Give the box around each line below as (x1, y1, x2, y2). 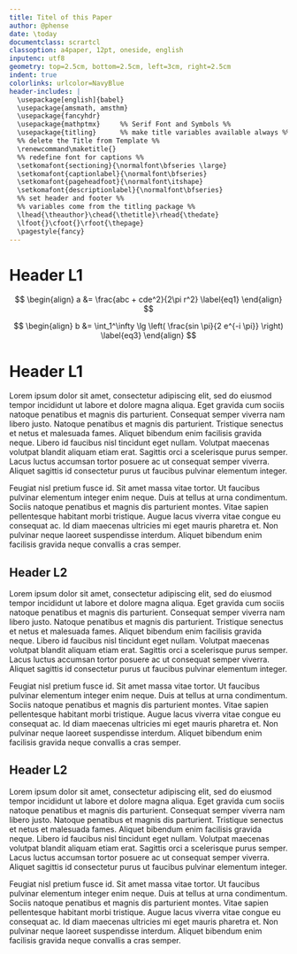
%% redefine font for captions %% (17, 152, 144, 162)
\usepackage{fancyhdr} (17, 112, 101, 120)
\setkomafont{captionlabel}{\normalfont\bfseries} (17, 169, 208, 178)
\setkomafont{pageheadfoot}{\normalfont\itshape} (17, 178, 203, 187)
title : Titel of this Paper (9, 12, 113, 22)
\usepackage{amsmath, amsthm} (17, 104, 128, 112)
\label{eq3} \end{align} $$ (100, 330, 197, 341)
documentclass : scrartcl (9, 37, 101, 47)
